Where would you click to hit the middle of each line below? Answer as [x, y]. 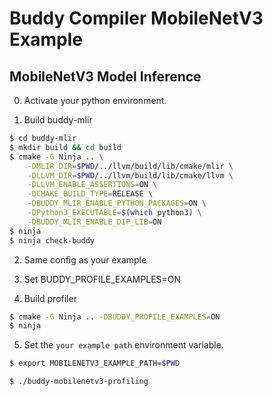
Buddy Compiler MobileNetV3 [136, 18]
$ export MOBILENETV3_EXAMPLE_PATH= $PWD [95, 363]
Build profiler [50, 298]
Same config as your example [85, 259]
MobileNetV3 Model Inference [105, 76]
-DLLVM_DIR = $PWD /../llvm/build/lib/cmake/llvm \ [130, 175]
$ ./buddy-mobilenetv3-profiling [79, 382]
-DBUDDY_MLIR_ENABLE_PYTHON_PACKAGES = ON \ [117, 203]
